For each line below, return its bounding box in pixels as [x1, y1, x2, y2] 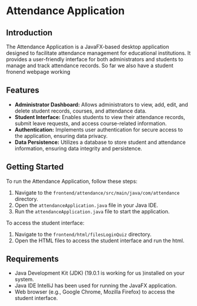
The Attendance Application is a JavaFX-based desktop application [6, 43, 169, 50]
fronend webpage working [6, 68, 71, 75]
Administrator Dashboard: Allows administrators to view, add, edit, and [14, 101, 188, 108]
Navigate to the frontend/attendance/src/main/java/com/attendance [14, 189, 180, 196]
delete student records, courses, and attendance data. [14, 107, 147, 114]
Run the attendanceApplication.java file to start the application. [14, 208, 170, 215]
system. [14, 276, 34, 283]
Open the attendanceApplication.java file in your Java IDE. [14, 202, 159, 209]
